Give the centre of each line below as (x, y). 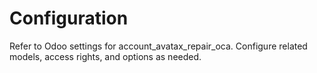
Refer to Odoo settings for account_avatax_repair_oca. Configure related (158, 46)
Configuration (69, 18)
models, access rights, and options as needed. (105, 56)
